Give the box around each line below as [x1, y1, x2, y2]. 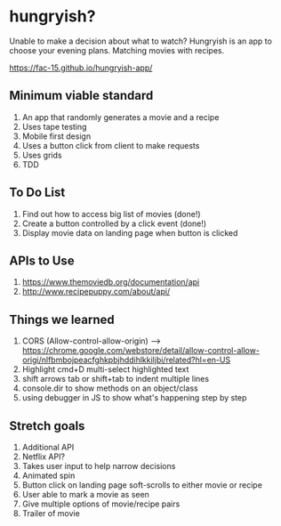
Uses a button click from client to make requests [21, 140, 200, 150]
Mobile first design [21, 131, 92, 142]
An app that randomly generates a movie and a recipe [21, 111, 220, 122]
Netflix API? [21, 451, 65, 462]
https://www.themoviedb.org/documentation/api [21, 277, 200, 287]
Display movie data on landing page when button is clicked [21, 227, 238, 238]
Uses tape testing [21, 121, 87, 132]
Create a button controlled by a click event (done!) [21, 218, 207, 229]
